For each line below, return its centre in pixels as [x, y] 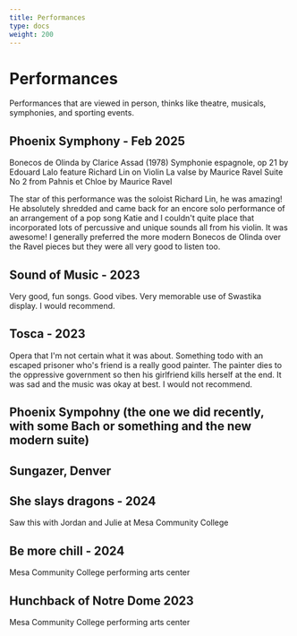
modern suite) [49, 440]
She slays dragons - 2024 [83, 501]
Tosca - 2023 [47, 334]
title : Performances [48, 17]
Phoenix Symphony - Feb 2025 [97, 141]
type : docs [30, 26]
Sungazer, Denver [60, 471]
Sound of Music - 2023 [75, 275]
